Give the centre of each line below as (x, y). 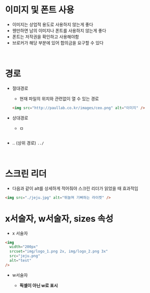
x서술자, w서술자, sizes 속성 (59, 219)
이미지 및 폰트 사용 (40, 10)
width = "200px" (24, 247)
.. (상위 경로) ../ (28, 143)
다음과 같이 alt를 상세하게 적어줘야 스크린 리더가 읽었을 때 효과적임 (75, 188)
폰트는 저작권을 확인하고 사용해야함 (45, 37)
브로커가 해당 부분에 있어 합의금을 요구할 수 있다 (58, 42)
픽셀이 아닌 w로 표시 (39, 285)
